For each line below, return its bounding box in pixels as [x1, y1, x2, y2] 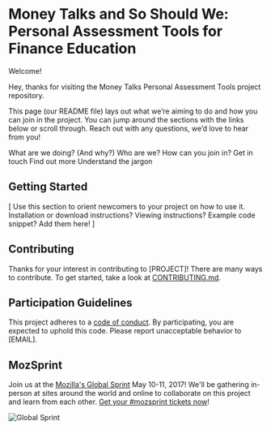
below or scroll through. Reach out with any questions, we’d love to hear [8, 123, 249, 133]
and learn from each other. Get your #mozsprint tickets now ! [8, 397, 210, 406]
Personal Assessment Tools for [8, 22, 223, 41]
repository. [8, 90, 44, 100]
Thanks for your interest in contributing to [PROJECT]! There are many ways [8, 264, 263, 273]
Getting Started [8, 180, 88, 194]
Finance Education [8, 40, 137, 58]
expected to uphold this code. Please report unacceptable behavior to [8, 326, 242, 336]
